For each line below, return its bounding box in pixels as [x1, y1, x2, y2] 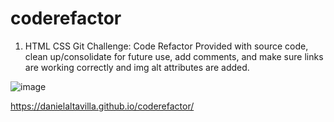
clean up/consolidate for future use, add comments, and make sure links [24, 50, 324, 62]
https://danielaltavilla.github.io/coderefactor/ [10, 100, 195, 112]
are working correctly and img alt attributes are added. [24, 61, 250, 73]
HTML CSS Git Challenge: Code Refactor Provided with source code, [24, 40, 309, 52]
